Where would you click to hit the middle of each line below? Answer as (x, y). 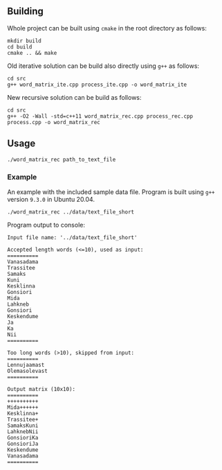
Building (25, 11)
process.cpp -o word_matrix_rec (54, 122)
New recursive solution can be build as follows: (74, 97)
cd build (20, 47)
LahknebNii (23, 432)
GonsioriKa (23, 437)
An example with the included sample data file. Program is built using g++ (111, 192)
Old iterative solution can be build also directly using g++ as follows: (103, 66)
